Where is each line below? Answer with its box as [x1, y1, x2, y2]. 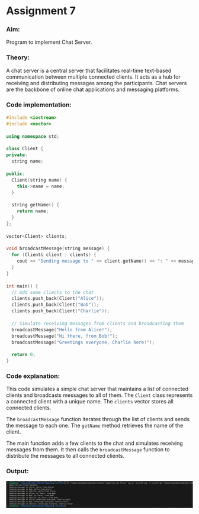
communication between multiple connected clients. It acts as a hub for [6, 73, 181, 80]
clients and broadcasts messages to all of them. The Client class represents [6, 392, 193, 399]
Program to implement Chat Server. [6, 38, 92, 46]
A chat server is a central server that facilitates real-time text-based [6, 67, 172, 74]
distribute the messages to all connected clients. [6, 452, 124, 460]
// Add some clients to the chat [11, 289, 94, 295]
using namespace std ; [6, 133, 60, 140]
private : [6, 152, 28, 158]
